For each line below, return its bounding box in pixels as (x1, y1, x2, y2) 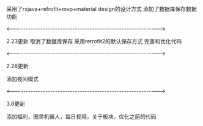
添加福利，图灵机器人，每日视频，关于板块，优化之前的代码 (6, 113, 157, 120)
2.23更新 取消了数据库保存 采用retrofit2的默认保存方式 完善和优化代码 (6, 38, 182, 44)
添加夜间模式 (6, 75, 39, 82)
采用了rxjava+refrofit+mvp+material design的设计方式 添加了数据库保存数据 (6, 5, 197, 12)
